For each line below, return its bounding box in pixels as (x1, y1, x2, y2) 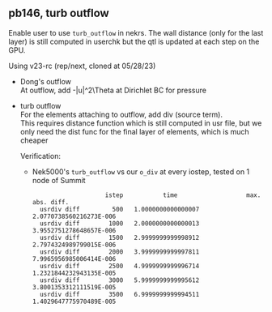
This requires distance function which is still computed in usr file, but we (19, 118, 262, 128)
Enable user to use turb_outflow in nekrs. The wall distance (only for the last (8, 28, 264, 37)
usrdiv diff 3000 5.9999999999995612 (39, 276, 200, 284)
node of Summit (32, 175, 87, 185)
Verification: (19, 151, 61, 160)
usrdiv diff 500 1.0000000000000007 (39, 205, 200, 213)
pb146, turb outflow (8, 6, 109, 20)
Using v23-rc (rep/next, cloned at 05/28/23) (8, 61, 156, 71)
